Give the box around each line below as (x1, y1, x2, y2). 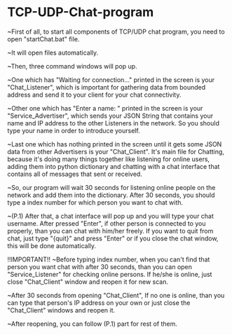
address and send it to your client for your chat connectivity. (7, 90, 182, 99)
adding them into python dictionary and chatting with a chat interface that (7, 162, 220, 170)
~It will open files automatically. (7, 48, 99, 57)
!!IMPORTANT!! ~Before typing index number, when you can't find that (7, 255, 210, 264)
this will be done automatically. (7, 241, 97, 249)
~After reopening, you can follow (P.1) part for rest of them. (7, 320, 177, 328)
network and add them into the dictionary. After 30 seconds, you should (7, 191, 215, 199)
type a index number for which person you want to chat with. (7, 198, 184, 207)
